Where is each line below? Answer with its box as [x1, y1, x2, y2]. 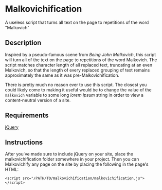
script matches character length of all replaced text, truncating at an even [5, 62, 152, 68]
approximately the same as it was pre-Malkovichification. [5, 72, 120, 78]
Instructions [5, 138, 43, 146]
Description [5, 39, 41, 47]
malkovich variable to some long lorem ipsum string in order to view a [5, 92, 144, 98]
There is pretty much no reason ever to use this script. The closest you [5, 82, 147, 87]
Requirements [5, 111, 49, 120]
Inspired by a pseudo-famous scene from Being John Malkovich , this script [5, 52, 156, 57]
